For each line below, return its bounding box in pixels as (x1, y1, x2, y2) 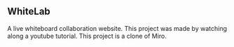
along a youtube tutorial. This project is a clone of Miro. (7, 32, 167, 40)
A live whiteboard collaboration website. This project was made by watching (7, 24, 228, 32)
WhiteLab (7, 6, 50, 18)
